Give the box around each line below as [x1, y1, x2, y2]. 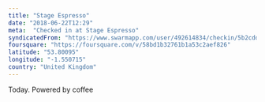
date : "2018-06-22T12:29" [8, 19, 93, 27]
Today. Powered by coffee [8, 85, 94, 94]
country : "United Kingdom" [8, 63, 97, 71]
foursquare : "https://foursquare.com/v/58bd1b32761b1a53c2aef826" [8, 41, 231, 49]
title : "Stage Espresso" [8, 11, 90, 20]
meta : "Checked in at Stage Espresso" [8, 26, 140, 34]
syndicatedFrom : [8, 33, 62, 42]
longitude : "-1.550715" [8, 56, 87, 64]
